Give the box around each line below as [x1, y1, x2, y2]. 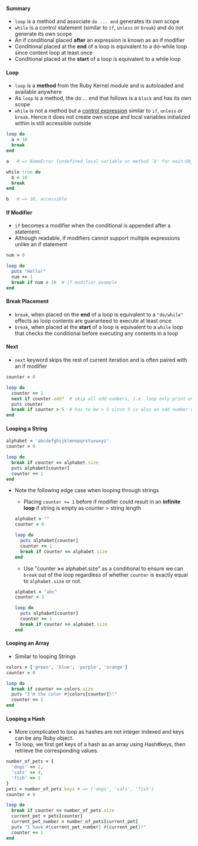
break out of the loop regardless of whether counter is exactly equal [23, 571, 189, 578]
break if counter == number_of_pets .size [11, 808, 115, 814]
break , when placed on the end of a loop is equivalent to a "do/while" [14, 311, 184, 318]
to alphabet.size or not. [23, 577, 82, 584]
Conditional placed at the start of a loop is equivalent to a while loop [14, 56, 181, 63]
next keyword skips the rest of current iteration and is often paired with [14, 356, 187, 363]
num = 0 [6, 252, 25, 258]
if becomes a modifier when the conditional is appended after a [14, 222, 171, 229]
